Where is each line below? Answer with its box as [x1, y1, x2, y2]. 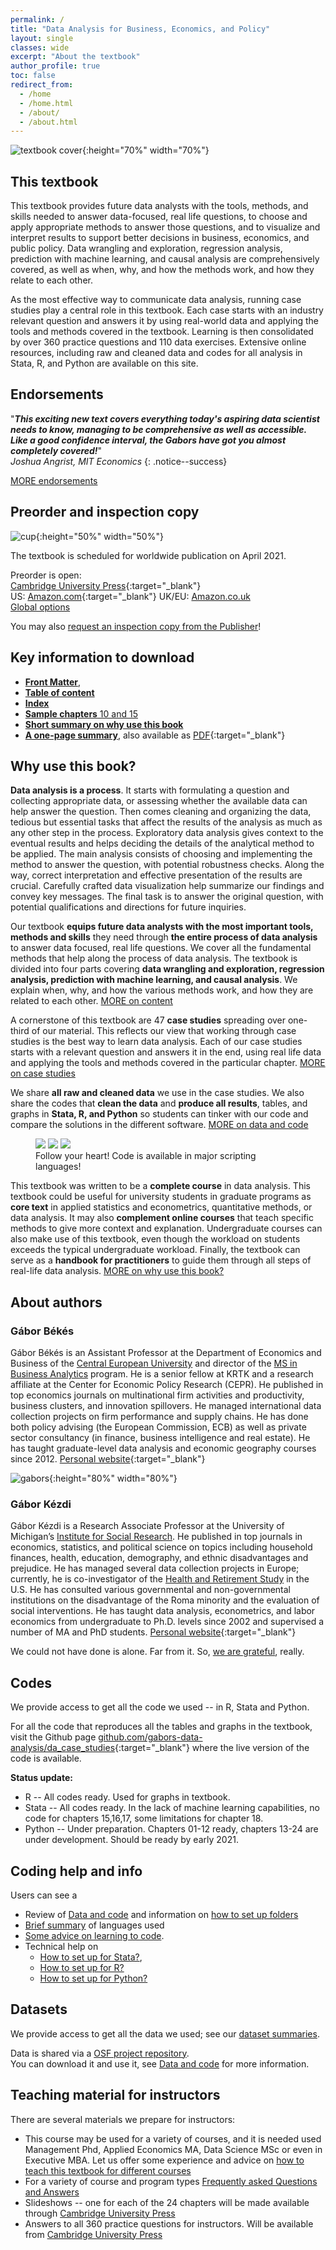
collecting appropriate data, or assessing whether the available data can [10, 795, 308, 807]
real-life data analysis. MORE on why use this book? [10, 1265, 225, 1277]
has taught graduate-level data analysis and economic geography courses [10, 1442, 317, 1454]
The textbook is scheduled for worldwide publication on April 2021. [10, 549, 287, 561]
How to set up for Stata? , [39, 1951, 143, 1963]
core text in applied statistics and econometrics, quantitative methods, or [10, 1201, 313, 1213]
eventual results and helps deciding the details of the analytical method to [10, 837, 315, 850]
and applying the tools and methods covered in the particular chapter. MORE [10, 1057, 326, 1069]
